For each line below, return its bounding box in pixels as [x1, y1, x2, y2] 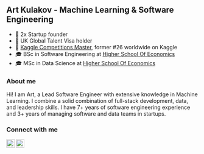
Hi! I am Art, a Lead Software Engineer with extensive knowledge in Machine [6, 91, 198, 98]
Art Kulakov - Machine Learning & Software [6, 5, 175, 15]
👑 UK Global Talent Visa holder [15, 37, 93, 44]
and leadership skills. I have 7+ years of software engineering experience [6, 103, 191, 111]
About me [6, 77, 37, 85]
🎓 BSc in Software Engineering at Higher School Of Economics [15, 50, 175, 57]
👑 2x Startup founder [15, 30, 68, 38]
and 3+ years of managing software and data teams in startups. [6, 110, 166, 117]
